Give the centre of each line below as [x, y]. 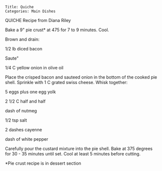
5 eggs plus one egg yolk [31, 92]
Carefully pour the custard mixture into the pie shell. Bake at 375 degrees [79, 149]
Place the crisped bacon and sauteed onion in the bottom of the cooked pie [81, 77]
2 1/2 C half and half [25, 101]
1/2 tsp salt [16, 120]
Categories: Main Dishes [30, 11]
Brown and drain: [23, 39]
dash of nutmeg [21, 111]
